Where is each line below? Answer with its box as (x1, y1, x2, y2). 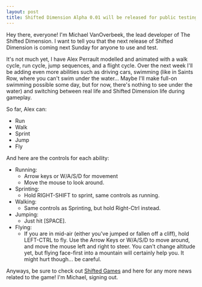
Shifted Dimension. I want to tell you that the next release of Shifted (6, 37, 173, 45)
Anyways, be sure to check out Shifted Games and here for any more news (6, 267, 192, 274)
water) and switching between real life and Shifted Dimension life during (6, 87, 185, 94)
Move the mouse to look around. (23, 179, 105, 186)
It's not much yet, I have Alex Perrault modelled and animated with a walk (6, 55, 188, 63)
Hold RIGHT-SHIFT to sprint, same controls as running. (23, 191, 160, 199)
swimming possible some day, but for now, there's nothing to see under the (6, 81, 193, 88)
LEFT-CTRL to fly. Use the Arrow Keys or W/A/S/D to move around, (23, 236, 191, 244)
